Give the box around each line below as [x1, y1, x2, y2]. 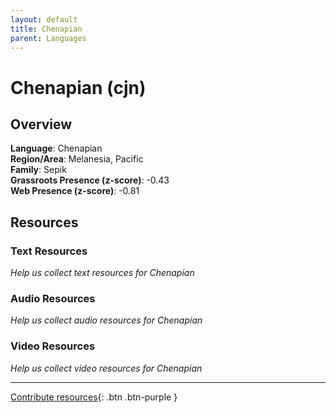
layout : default [10, 14, 78, 25]
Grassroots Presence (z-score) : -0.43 [10, 174, 170, 186]
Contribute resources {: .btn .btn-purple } [10, 391, 178, 403]
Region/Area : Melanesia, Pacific [10, 153, 144, 165]
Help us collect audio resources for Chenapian [10, 314, 203, 326]
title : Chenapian [10, 24, 83, 34]
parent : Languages [10, 33, 87, 43]
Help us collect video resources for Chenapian [10, 362, 203, 374]
